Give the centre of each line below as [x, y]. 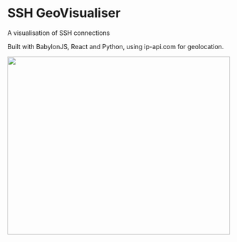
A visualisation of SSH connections [59, 33]
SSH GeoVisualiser [64, 13]
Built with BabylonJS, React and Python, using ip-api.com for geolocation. [116, 46]
